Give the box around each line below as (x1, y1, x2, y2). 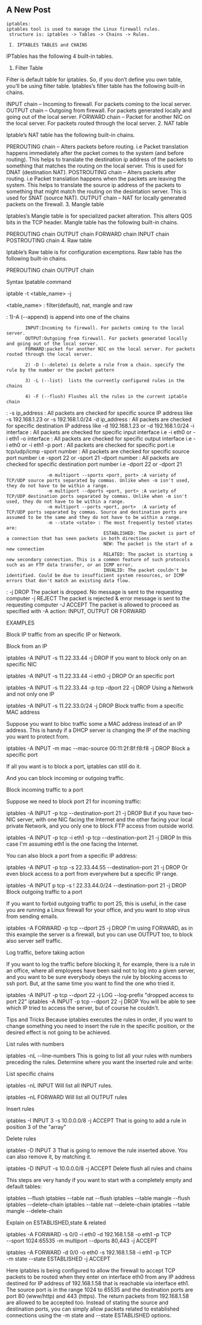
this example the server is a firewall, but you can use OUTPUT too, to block (6, 931, 193, 938)
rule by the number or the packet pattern (6, 367, 115, 373)
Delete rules (6, 1135, 36, 1142)
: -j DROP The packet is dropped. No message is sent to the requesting (6, 588, 183, 596)
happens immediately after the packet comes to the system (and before (6, 149, 184, 156)
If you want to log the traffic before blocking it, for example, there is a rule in (6, 960, 195, 968)
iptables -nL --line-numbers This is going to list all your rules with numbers (6, 1052, 192, 1059)
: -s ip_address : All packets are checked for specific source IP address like (6, 409, 193, 417)
